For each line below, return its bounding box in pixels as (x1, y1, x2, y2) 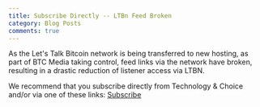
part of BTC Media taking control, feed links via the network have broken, (8, 57, 253, 67)
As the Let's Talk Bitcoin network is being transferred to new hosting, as (8, 49, 249, 59)
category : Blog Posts (8, 19, 82, 27)
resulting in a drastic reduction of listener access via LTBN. (8, 66, 205, 76)
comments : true (8, 27, 60, 35)
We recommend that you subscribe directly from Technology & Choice (8, 81, 244, 91)
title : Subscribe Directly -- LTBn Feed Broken (8, 11, 173, 20)
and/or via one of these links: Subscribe (8, 90, 142, 100)
